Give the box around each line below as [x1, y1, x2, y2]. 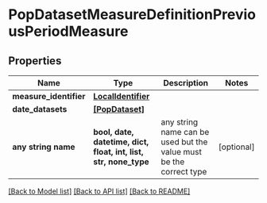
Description [162, 78, 209, 88]
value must [161, 147, 203, 157]
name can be [161, 127, 210, 137]
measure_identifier [12, 91, 86, 101]
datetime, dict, [93, 136, 149, 147]
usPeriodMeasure [8, 22, 129, 40]
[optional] [218, 141, 255, 152]
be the [161, 156, 185, 167]
